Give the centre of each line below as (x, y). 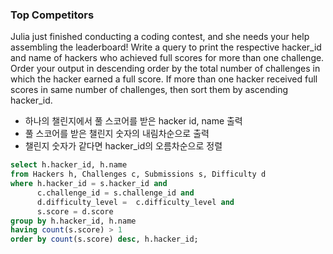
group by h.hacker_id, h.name (73, 221)
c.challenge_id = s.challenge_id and (115, 193)
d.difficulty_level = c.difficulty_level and (135, 202)
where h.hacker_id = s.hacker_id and (89, 184)
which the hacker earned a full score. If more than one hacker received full (164, 79)
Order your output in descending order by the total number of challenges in (165, 69)
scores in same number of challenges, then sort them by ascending (149, 90)
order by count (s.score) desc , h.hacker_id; (104, 239)
